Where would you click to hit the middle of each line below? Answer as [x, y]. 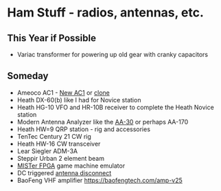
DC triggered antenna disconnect [64, 172]
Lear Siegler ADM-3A [47, 151]
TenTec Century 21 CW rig [54, 136]
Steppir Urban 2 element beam [61, 158]
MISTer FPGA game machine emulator [71, 166]
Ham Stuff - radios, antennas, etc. [106, 13]
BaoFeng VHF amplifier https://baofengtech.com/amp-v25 [100, 180]
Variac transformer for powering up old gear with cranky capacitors [112, 54]
